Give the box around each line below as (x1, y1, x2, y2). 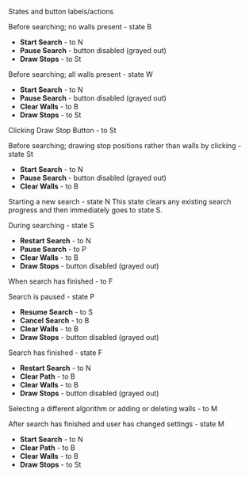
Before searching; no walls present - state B (8, 22, 152, 31)
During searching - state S (8, 221, 94, 230)
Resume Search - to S (19, 307, 94, 316)
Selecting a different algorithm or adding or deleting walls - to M (8, 404, 218, 413)
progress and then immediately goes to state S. (8, 205, 163, 215)
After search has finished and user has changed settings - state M (8, 419, 224, 429)
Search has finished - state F (8, 348, 103, 357)
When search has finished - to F (8, 277, 113, 286)
